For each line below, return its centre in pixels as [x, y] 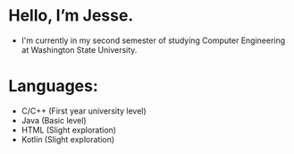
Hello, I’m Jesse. [71, 16]
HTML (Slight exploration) [69, 130]
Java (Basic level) [54, 120]
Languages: [54, 86]
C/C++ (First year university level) [84, 111]
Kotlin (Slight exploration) [68, 139]
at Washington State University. [79, 49]
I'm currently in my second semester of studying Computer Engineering [153, 40]
